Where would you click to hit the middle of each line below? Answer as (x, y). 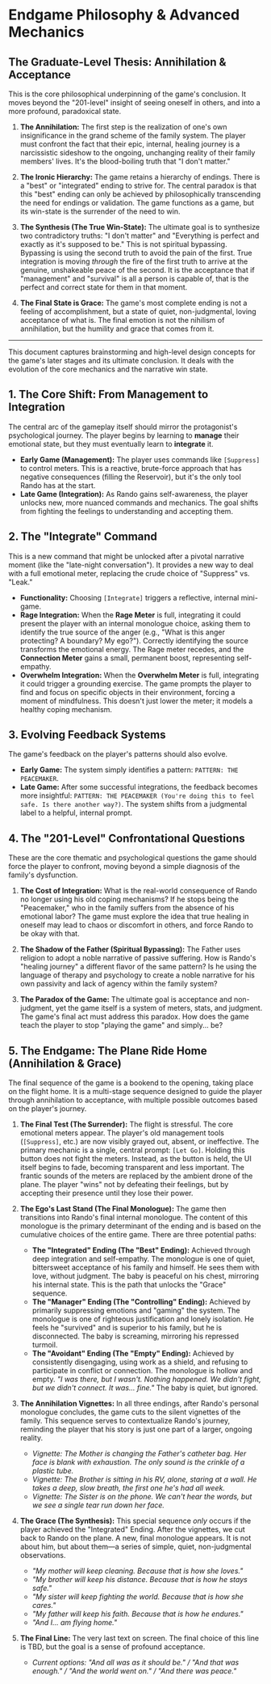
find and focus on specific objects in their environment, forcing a (127, 692)
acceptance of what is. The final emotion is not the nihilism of (122, 320)
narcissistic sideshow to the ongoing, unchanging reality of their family (138, 153)
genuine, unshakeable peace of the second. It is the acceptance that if (138, 270)
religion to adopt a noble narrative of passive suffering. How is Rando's (138, 958)
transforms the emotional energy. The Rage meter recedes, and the (132, 649)
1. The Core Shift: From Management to (108, 394)
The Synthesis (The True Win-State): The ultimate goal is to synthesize (140, 227)
